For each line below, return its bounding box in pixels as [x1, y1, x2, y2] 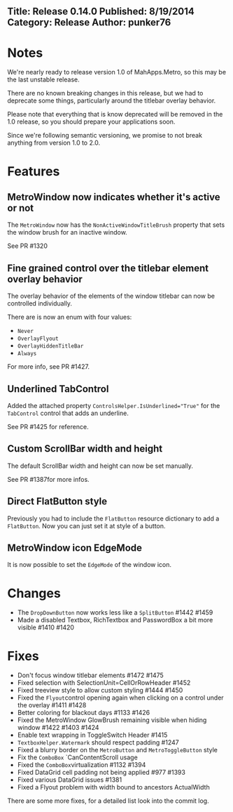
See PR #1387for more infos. [7, 475, 90, 483]
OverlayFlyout [17, 335, 59, 343]
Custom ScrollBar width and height [7, 443, 163, 455]
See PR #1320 [7, 242, 48, 250]
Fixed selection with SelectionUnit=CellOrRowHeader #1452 [17, 679, 191, 687]
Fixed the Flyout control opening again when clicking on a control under [17, 693, 224, 702]
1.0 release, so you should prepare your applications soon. [7, 117, 176, 126]
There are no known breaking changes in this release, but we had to [7, 89, 204, 98]
